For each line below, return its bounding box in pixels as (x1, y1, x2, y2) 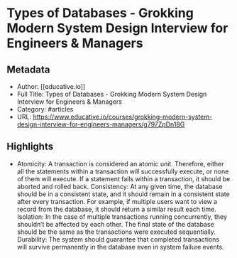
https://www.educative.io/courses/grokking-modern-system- (33, 112, 213, 121)
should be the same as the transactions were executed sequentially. (16, 227, 216, 236)
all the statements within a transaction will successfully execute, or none (16, 167, 229, 176)
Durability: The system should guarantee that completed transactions (16, 235, 220, 243)
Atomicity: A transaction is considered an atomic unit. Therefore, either (16, 159, 224, 168)
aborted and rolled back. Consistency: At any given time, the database (16, 182, 223, 190)
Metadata (6, 63, 50, 75)
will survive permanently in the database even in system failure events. (16, 242, 224, 251)
